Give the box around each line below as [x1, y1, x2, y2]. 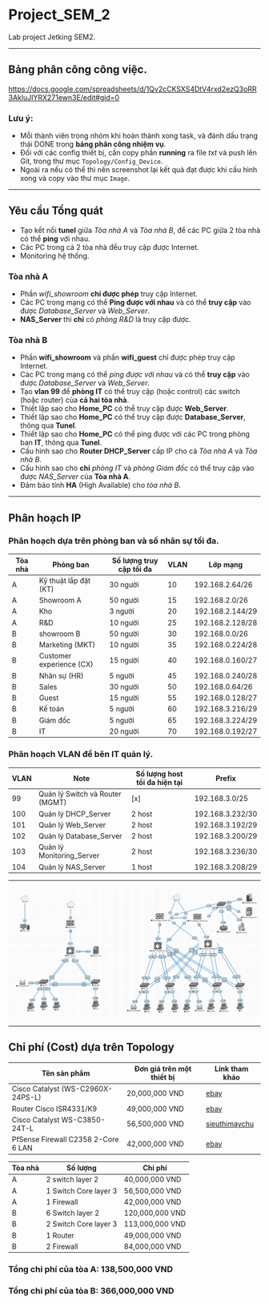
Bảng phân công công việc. [8, 62, 148, 77]
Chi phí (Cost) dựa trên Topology [8, 1040, 175, 1054]
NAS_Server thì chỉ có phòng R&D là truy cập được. [19, 315, 191, 324]
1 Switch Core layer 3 [46, 1185, 118, 1195]
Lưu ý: [8, 112, 34, 123]
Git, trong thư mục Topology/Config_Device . [19, 156, 163, 166]
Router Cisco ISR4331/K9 [11, 1104, 98, 1113]
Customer [38, 651, 72, 661]
